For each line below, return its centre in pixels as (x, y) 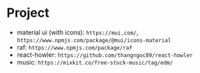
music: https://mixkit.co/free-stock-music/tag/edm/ (95, 62)
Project (28, 13)
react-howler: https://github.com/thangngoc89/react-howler (105, 55)
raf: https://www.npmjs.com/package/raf (74, 47)
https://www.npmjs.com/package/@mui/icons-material (94, 40)
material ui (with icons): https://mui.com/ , (77, 32)
